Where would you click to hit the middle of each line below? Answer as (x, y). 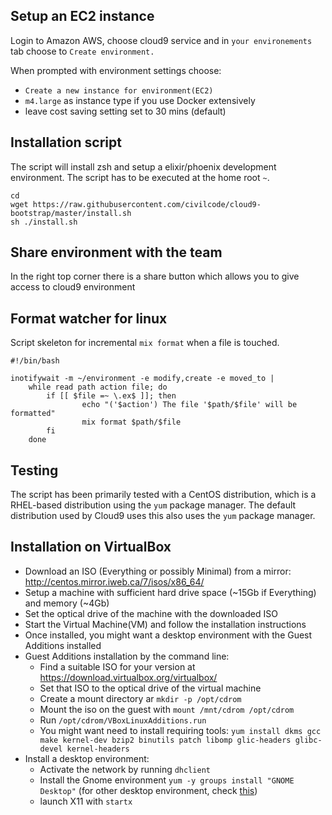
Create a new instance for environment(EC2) (119, 90)
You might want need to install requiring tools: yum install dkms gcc (180, 730)
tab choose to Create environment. (82, 51)
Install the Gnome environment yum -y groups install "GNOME (167, 780)
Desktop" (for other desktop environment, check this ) (148, 790)
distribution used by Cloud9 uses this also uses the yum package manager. (163, 516)
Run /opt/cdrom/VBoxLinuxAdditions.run (123, 720)
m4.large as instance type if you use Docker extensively (140, 100)
